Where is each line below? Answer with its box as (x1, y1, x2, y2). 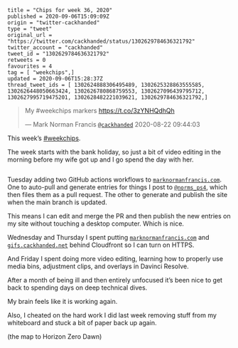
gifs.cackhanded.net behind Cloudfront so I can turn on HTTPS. (7, 241, 195, 249)
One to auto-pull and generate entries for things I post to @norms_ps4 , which (7, 183, 227, 191)
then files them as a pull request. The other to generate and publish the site (7, 191, 228, 199)
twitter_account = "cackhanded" (7, 44, 103, 51)
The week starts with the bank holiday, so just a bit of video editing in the (7, 148, 222, 156)
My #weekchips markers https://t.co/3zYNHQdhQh (24, 107, 175, 115)
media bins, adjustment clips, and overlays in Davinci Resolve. (7, 262, 190, 270)
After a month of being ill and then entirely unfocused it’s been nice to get (7, 276, 222, 284)
